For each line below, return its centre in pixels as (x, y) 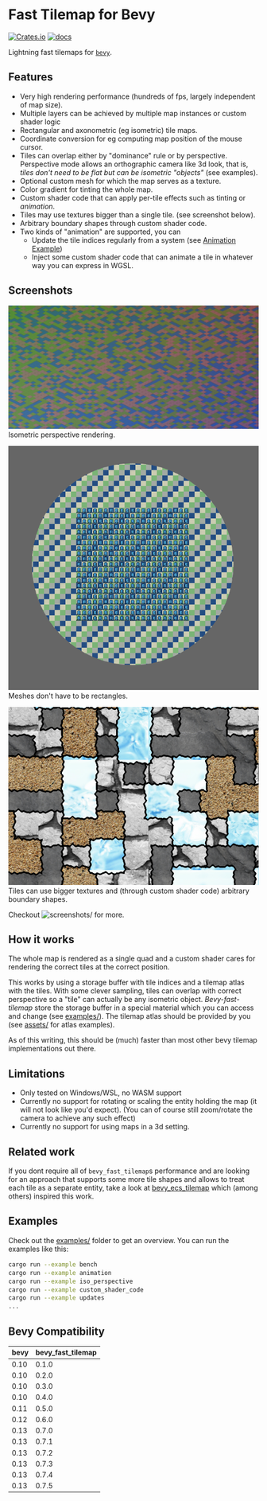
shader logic (40, 122)
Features (31, 77)
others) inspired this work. (51, 1196)
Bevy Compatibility (56, 1331)
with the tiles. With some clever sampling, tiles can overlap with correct (125, 991)
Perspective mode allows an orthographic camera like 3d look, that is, (134, 164)
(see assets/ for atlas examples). (62, 1025)
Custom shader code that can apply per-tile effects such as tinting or (133, 197)
